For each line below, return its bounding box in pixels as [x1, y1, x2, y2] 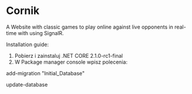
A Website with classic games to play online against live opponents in [6, 23, 174, 30]
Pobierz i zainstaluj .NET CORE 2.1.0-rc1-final [14, 52, 123, 59]
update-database [6, 81, 48, 88]
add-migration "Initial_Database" [6, 69, 85, 76]
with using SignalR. [18, 29, 64, 36]
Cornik [6, 4, 40, 18]
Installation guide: [6, 41, 49, 48]
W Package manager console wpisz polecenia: [14, 58, 128, 65]
